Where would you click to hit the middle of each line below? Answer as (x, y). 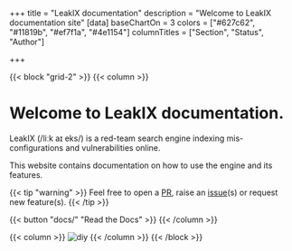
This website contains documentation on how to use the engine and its (141, 165)
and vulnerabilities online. (113, 147)
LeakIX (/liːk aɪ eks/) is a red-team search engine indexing (117, 138)
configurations (37, 147)
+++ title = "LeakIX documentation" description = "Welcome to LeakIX (141, 13)
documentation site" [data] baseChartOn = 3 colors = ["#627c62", (132, 23)
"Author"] (27, 42)
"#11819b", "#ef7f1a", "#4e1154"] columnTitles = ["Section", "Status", (137, 32)
